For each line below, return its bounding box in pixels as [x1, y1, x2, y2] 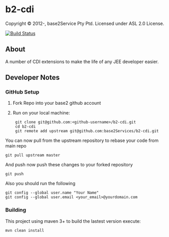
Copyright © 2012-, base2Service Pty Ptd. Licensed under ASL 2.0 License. [5, 20, 164, 26]
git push [5, 171, 24, 176]
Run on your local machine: [12, 110, 70, 116]
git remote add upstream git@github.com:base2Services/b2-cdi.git [15, 129, 159, 134]
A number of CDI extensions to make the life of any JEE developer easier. [5, 58, 159, 65]
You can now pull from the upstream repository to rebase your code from [5, 137, 159, 143]
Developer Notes [5, 73, 60, 82]
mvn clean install [5, 228, 44, 233]
